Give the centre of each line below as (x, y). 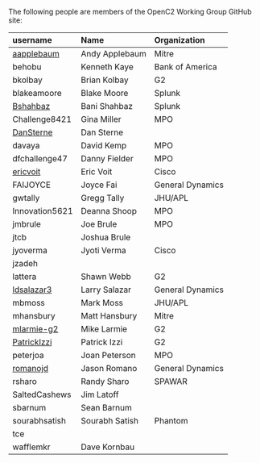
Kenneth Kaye (107, 67)
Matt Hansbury (109, 316)
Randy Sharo (105, 381)
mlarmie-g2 (35, 329)
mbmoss (29, 303)
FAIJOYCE (31, 185)
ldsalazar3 (32, 290)
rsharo (25, 381)
